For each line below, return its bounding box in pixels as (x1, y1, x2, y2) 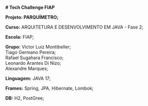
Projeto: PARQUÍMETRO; (5, 14, 59, 20)
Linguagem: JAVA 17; (5, 75, 51, 81)
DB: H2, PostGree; (5, 95, 45, 101)
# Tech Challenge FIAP (5, 5, 55, 10)
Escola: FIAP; (5, 34, 34, 40)
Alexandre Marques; (5, 66, 48, 71)
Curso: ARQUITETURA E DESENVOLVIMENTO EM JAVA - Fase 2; (5, 24, 143, 30)
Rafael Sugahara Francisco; (5, 55, 64, 61)
